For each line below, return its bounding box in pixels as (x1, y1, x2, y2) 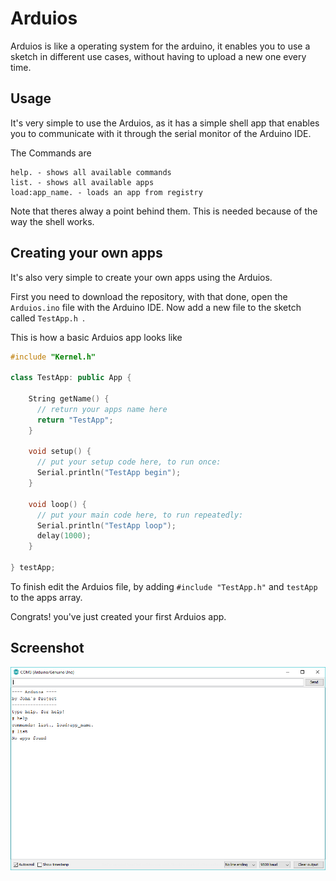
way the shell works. (10, 215, 95, 227)
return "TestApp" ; (36, 415, 114, 425)
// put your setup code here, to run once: (36, 457, 222, 467)
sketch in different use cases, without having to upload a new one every (10, 50, 307, 62)
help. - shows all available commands (10, 167, 172, 177)
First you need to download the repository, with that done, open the (10, 290, 288, 302)
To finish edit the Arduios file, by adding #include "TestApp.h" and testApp (10, 580, 318, 592)
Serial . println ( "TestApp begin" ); (36, 468, 182, 478)
